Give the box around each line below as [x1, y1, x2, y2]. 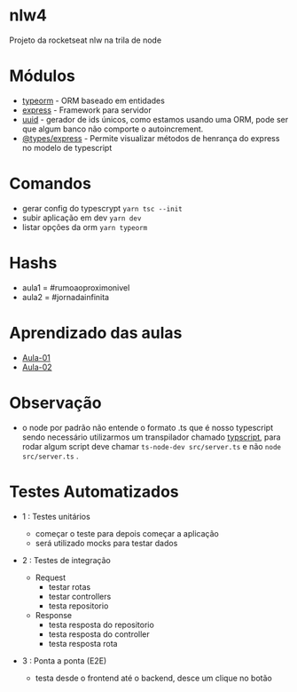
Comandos [9, 174, 91, 194]
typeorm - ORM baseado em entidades [21, 95, 166, 106]
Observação [9, 393, 102, 413]
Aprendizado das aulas [9, 322, 183, 343]
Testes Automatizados [9, 481, 179, 502]
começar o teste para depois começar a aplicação [35, 528, 219, 538]
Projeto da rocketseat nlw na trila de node [9, 35, 162, 45]
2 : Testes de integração [21, 554, 111, 565]
